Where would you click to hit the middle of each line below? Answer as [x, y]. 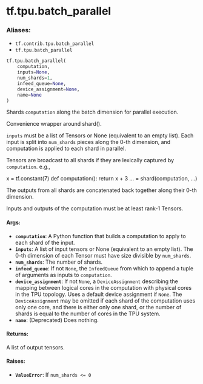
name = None [30, 95]
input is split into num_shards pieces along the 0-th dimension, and [88, 142]
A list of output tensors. [35, 347]
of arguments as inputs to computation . [63, 275]
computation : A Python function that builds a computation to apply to [100, 236]
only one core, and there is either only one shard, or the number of [98, 307]
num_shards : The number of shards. [59, 262]
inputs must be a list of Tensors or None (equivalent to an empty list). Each [100, 135]
